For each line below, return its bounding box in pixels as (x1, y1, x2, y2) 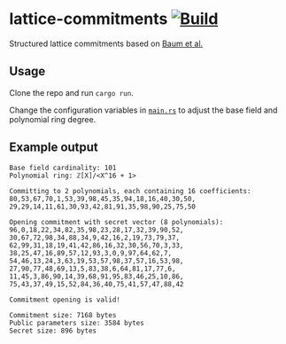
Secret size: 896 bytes (9, 326, 97, 335)
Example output (9, 140, 99, 155)
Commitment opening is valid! (9, 295, 121, 304)
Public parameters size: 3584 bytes (9, 318, 144, 327)
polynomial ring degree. (9, 113, 97, 124)
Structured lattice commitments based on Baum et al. (9, 38, 204, 49)
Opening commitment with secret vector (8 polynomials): (9, 217, 224, 226)
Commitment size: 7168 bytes (9, 310, 117, 319)
